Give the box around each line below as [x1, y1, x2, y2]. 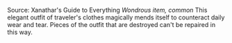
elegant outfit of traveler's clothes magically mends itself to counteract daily [7, 13, 225, 21]
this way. [7, 28, 33, 36]
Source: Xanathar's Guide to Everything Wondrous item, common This [7, 6, 208, 14]
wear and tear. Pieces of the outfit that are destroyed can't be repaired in [7, 21, 216, 28]
